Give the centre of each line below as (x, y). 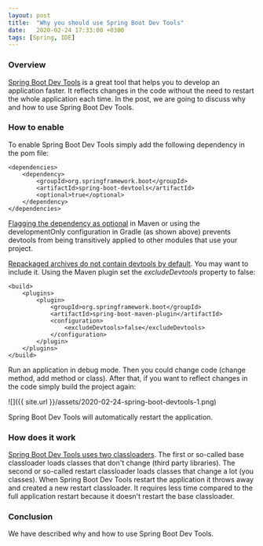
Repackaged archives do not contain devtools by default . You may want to (128, 264)
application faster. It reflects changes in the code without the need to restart (131, 90)
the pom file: (29, 153)
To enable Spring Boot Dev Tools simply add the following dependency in (126, 144)
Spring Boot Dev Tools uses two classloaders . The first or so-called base (126, 455)
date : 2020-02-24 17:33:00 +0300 (66, 30)
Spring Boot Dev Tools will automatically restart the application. (111, 417)
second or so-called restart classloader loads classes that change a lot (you (131, 471)
